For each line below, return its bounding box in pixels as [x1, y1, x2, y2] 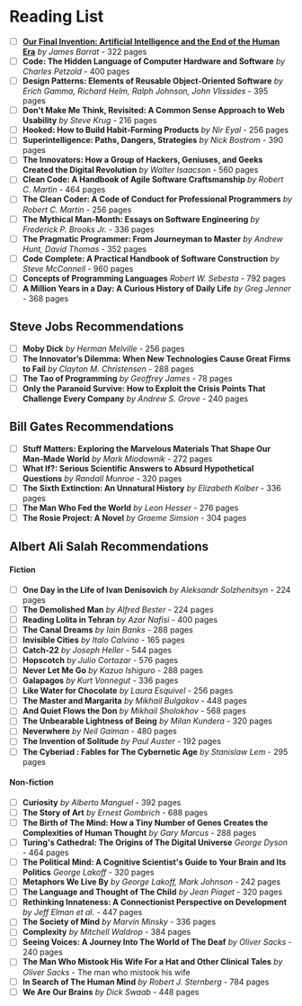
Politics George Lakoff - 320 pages [22, 867, 155, 878]
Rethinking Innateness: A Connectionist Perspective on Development [22, 897, 288, 908]
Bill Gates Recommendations [9, 419, 174, 435]
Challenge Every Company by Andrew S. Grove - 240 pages [22, 393, 249, 404]
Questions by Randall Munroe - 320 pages [22, 472, 182, 483]
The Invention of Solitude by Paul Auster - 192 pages [22, 736, 222, 747]
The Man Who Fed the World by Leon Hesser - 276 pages [22, 502, 239, 513]
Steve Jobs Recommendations [9, 319, 184, 335]
